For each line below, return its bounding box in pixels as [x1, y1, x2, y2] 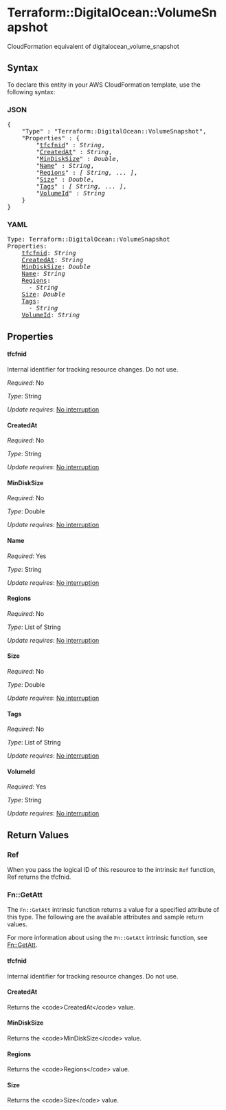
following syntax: [7, 87, 56, 96]
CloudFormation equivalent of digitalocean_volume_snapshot [7, 42, 180, 50]
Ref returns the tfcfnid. [7, 873, 71, 882]
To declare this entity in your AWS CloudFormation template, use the [7, 81, 201, 89]
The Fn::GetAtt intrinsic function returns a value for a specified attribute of [7, 906, 220, 914]
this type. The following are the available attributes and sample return [7, 913, 204, 921]
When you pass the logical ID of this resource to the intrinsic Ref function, [7, 866, 216, 874]
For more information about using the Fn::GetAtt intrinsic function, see [7, 934, 208, 942]
